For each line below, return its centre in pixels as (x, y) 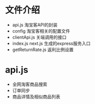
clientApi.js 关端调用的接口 (39, 37)
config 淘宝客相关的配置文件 (41, 31)
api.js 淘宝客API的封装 (35, 25)
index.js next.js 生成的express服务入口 (51, 43)
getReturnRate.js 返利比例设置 (43, 50)
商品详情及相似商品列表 (36, 97)
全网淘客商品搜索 (30, 84)
